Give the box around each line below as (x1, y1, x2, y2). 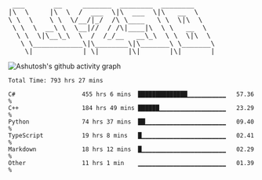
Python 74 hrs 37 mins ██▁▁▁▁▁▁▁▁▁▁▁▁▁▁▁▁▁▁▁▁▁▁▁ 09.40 (8, 118, 255, 126)
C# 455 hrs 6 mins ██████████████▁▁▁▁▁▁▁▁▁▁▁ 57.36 (8, 90, 255, 98)
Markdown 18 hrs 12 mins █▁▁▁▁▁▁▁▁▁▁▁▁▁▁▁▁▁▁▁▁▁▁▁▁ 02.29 (8, 145, 255, 153)
